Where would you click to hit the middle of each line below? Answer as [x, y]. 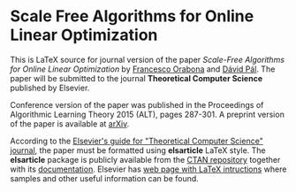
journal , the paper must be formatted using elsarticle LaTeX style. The [138, 150]
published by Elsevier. [50, 88]
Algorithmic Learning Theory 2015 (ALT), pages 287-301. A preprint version [148, 114]
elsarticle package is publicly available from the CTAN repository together [145, 159]
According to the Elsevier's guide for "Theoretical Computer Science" [137, 141]
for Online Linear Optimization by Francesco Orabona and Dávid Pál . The [143, 69]
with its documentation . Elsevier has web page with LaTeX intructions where [148, 169]
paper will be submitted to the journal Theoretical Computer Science [137, 78]
